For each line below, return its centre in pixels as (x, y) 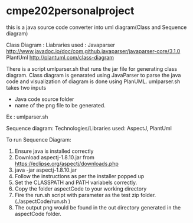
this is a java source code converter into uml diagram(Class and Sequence (97, 27)
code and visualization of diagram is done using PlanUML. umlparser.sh (93, 81)
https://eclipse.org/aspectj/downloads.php (67, 163)
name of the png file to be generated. (60, 105)
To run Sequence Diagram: (39, 139)
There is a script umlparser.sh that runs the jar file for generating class (92, 68)
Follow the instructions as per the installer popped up (79, 176)
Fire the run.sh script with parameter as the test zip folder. (85, 195)
